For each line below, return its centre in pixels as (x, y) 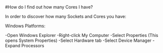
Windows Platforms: (25, 26)
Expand (13, 45)
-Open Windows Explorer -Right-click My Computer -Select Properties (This (82, 35)
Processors (33, 45)
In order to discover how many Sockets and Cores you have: (66, 16)
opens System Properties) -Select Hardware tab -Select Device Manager (78, 40)
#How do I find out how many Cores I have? (49, 7)
